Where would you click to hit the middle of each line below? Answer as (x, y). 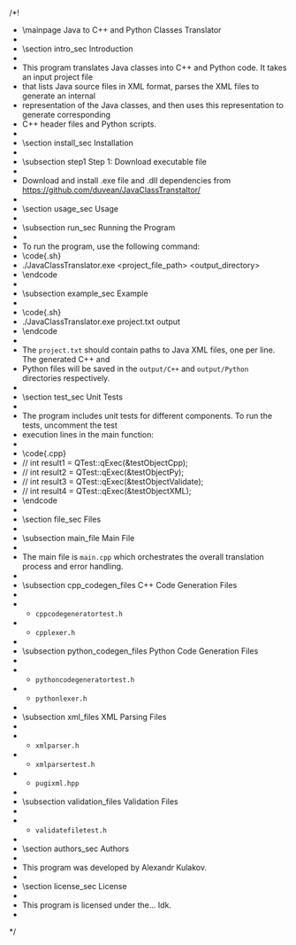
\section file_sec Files (61, 519)
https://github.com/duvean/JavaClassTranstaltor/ (111, 190)
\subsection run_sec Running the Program (99, 228)
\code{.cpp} (44, 453)
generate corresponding (66, 115)
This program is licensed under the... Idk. (97, 905)
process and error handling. (72, 566)
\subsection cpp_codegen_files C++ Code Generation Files (129, 585)
